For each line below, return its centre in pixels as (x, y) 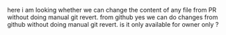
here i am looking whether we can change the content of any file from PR (112, 10)
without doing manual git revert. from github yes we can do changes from (113, 17)
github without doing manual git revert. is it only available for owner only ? (113, 24)
